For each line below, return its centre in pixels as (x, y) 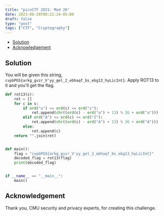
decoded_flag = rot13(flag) (43, 158)
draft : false (19, 19)
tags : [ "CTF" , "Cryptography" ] (37, 28)
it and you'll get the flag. (30, 85)
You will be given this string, (34, 75)
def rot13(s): (20, 94)
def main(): (17, 149)
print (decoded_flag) (35, 163)
